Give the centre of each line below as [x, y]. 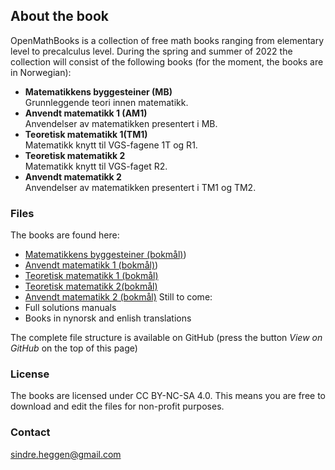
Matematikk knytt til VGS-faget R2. [96, 166]
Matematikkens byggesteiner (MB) [98, 91]
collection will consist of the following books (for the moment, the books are [167, 61]
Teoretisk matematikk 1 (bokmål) [91, 276]
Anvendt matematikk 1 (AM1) [86, 113]
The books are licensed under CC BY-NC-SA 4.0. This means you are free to [168, 396]
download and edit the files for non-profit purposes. [117, 406]
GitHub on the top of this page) [74, 348]
